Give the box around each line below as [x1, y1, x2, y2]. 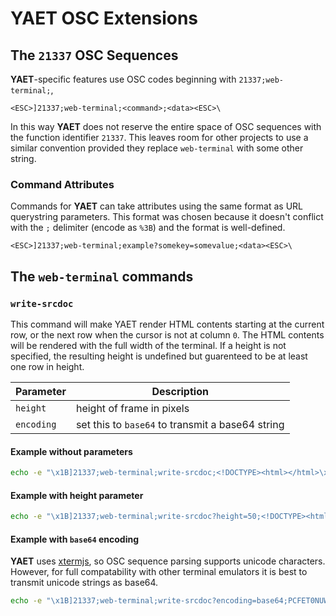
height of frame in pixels [75, 401, 190, 415]
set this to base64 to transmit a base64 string [75, 417, 285, 431]
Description [151, 384, 209, 398]
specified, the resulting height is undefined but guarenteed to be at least [10, 350, 308, 362]
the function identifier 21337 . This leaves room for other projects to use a [10, 132, 309, 143]
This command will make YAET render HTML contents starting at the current [10, 318, 325, 330]
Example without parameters [10, 445, 133, 457]
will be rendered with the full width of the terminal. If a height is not [10, 339, 287, 351]
